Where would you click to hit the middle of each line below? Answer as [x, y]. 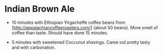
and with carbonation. [34, 47]
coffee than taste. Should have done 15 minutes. [60, 33]
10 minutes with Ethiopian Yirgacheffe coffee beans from [68, 22]
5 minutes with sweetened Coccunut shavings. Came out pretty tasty [81, 42]
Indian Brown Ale [40, 9]
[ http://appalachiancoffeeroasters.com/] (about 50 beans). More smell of [85, 27]
